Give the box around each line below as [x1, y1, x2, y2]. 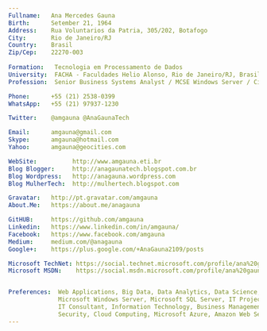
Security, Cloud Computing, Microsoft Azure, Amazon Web [58, 310, 250, 318]
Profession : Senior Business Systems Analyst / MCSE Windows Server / [8, 78, 250, 86]
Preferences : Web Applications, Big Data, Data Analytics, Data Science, [8, 288, 261, 296]
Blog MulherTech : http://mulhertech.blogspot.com [8, 179, 180, 187]
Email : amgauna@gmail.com [8, 129, 112, 137]
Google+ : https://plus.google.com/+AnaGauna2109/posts [8, 245, 204, 253]
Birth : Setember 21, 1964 [8, 19, 112, 27]
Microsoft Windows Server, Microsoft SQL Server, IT [58, 295, 237, 304]
